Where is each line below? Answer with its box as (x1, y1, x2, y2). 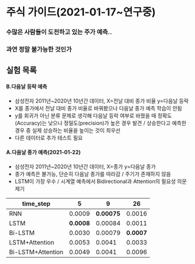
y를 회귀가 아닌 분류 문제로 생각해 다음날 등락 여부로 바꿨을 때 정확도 (14, 112, 173, 119)
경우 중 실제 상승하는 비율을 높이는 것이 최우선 (14, 126, 121, 133)
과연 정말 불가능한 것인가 (6, 45, 72, 54)
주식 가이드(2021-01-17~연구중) (6, 5, 156, 19)
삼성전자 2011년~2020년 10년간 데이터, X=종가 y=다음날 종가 (14, 163, 156, 170)
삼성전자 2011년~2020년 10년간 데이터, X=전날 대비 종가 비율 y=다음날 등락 (14, 97, 189, 104)
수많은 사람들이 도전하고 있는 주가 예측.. (6, 28, 112, 36)
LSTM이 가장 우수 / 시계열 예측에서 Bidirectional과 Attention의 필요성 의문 (14, 178, 187, 185)
